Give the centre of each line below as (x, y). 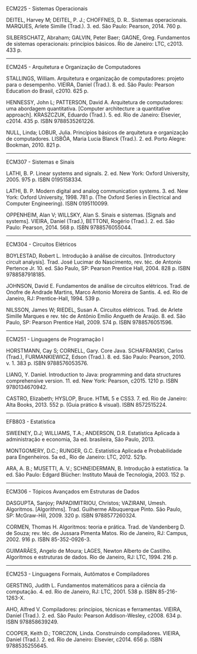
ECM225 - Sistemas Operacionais (47, 9)
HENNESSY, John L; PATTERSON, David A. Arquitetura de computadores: (95, 102)
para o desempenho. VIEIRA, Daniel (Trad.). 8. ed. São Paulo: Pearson (90, 84)
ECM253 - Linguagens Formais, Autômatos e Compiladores (78, 574)
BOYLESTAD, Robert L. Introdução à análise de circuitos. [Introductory (91, 256)
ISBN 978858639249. (32, 622)
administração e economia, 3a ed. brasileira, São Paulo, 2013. (81, 439)
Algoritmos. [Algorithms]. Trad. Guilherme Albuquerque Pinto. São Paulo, (94, 509)
